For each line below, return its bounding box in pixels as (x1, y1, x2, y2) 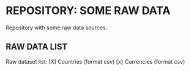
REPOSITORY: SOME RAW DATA (6, 4, 171, 18)
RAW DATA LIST (6, 42, 68, 52)
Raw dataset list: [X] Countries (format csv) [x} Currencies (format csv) (6, 58, 185, 65)
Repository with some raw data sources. (6, 24, 108, 31)
